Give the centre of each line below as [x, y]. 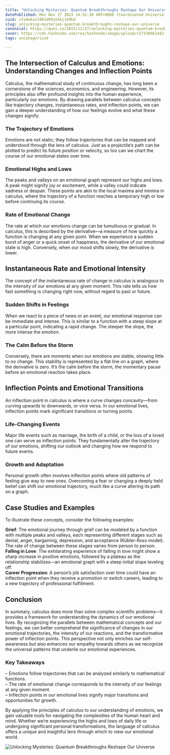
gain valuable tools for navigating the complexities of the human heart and [83, 715]
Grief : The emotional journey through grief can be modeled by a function [81, 530]
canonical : [17, 29]
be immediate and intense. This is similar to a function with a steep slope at [83, 321]
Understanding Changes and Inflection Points [79, 71]
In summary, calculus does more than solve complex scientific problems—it [84, 612]
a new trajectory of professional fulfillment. [50, 584]
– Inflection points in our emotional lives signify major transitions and [77, 695]
